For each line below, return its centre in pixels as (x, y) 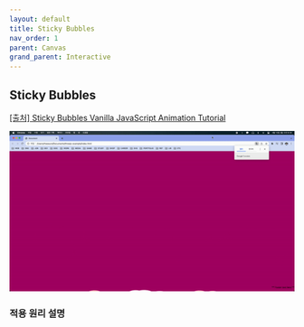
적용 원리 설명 (38, 313)
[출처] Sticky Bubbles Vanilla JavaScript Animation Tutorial (118, 117)
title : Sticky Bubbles (52, 28)
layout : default (40, 19)
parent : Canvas (38, 48)
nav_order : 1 (34, 38)
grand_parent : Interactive (60, 57)
